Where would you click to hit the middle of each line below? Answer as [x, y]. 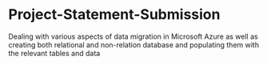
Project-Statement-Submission [114, 15]
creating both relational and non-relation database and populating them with [134, 44]
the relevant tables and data [54, 53]
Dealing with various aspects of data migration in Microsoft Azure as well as [133, 36]
